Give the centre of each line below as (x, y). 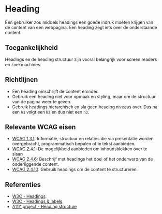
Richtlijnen (22, 80)
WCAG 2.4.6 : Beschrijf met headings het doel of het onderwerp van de (82, 159)
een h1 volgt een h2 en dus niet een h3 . (51, 112)
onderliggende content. (35, 164)
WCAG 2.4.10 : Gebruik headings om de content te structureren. (75, 170)
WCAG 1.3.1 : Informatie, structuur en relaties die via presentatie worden (83, 139)
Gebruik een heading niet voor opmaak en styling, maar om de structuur (84, 96)
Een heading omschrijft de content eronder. (55, 91)
